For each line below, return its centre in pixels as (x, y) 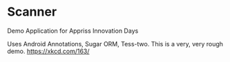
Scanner (32, 12)
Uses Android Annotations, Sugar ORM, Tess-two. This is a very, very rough (115, 44)
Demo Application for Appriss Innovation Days (73, 31)
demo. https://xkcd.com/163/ (48, 51)
